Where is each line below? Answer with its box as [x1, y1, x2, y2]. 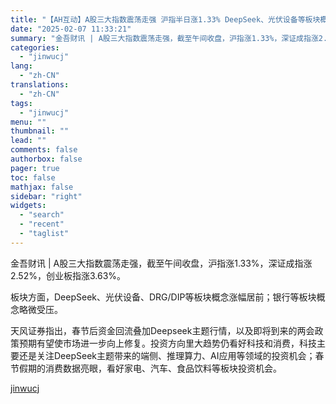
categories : [10, 42, 60, 53]
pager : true [10, 163, 60, 173]
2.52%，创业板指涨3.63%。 [10, 269, 127, 281]
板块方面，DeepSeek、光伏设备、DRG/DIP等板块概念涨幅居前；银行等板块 [10, 291, 317, 303]
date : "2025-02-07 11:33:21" [10, 24, 132, 34]
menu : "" [10, 117, 47, 127]
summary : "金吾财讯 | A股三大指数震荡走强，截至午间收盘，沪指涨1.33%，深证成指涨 [10, 33, 319, 43]
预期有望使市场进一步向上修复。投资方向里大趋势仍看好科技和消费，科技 [18, 337, 317, 349]
